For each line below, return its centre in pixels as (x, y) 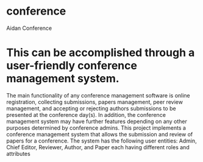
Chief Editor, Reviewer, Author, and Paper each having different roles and (98, 147)
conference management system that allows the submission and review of (100, 134)
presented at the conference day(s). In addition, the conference (86, 114)
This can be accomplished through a (101, 53)
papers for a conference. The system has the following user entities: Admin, (101, 141)
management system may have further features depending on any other (97, 121)
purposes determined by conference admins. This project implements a (96, 128)
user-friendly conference (72, 66)
